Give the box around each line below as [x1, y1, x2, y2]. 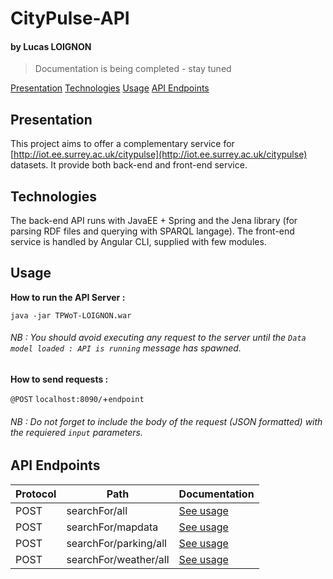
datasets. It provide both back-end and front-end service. [10, 159, 248, 171]
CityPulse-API [10, 7, 130, 30]
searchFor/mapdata [66, 520, 159, 534]
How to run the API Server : [10, 291, 126, 303]
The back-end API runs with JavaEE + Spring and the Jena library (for [10, 215, 298, 227]
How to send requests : [10, 373, 109, 386]
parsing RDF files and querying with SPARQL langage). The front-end [10, 225, 295, 237]
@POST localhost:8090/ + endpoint [10, 393, 145, 405]
